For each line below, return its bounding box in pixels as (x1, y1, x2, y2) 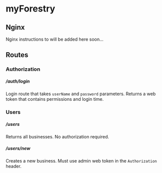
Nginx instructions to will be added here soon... (6, 36, 104, 42)
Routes (6, 51, 29, 59)
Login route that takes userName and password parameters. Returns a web (6, 91, 156, 97)
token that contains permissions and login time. (6, 96, 104, 102)
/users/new (6, 145, 31, 151)
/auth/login (6, 78, 30, 84)
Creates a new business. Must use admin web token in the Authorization (6, 158, 157, 164)
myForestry (6, 3, 55, 15)
